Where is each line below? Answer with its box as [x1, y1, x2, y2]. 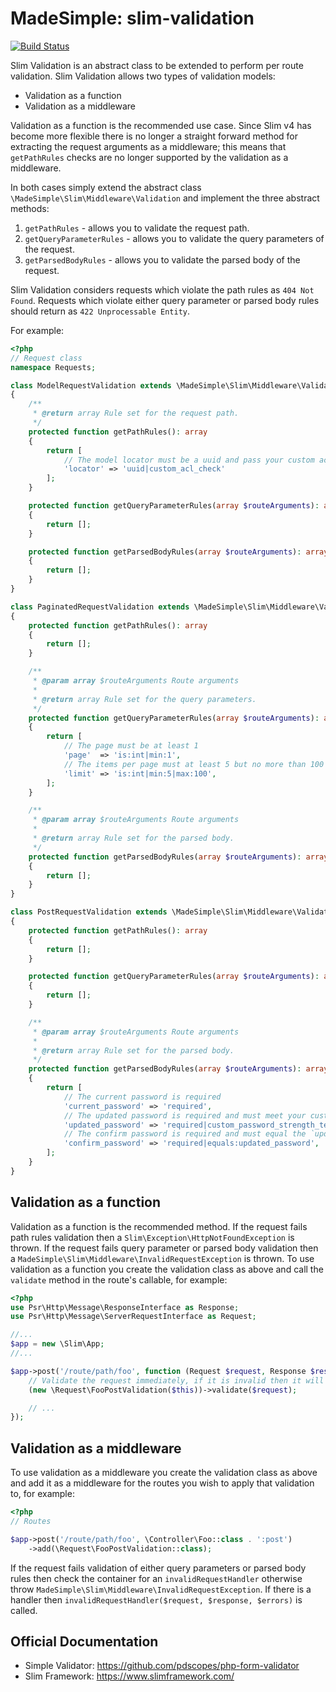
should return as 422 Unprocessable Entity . [10, 305, 191, 317]
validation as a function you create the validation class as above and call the [10, 1263, 324, 1275]
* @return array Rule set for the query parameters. [32, 694, 257, 704]
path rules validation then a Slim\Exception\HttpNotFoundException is [10, 1231, 295, 1243]
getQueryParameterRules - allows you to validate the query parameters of [24, 232, 325, 244]
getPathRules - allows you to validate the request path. [24, 222, 250, 234]
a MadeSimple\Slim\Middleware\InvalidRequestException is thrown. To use [10, 1252, 315, 1264]
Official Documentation [10, 1633, 159, 1650]
